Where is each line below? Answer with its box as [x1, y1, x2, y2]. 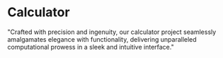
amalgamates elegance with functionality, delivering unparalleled [7, 35, 197, 43]
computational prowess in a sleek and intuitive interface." [7, 42, 175, 51]
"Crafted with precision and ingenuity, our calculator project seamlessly [7, 28, 217, 36]
